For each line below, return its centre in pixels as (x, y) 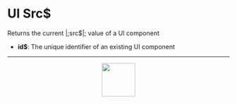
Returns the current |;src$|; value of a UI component (84, 33)
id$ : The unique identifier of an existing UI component (96, 46)
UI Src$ (29, 14)
